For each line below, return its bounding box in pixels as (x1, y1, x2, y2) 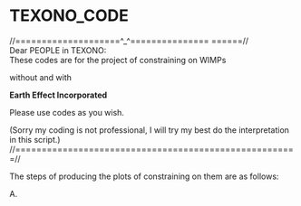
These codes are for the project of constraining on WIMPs (9, 54, 227, 65)
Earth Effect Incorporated (9, 89, 108, 100)
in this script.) (9, 134, 61, 145)
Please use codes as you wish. (9, 107, 125, 117)
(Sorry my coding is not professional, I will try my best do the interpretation (9, 124, 290, 136)
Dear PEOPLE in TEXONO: (9, 44, 107, 55)
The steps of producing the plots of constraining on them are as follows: (9, 171, 279, 182)
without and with (9, 71, 73, 82)
